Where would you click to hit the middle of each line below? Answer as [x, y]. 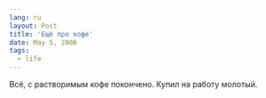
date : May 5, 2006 [43, 42]
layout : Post [33, 26]
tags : [19, 51]
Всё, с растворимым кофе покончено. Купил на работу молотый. [133, 84]
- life [29, 59]
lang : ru [25, 17]
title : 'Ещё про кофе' [51, 34]
